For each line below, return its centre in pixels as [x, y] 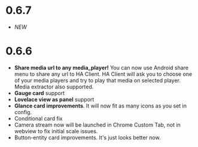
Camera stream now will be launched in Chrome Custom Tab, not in [97, 125]
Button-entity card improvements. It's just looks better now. [87, 137]
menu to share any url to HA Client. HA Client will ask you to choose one [103, 74]
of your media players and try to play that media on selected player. [97, 80]
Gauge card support [39, 93]
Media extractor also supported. [54, 87]
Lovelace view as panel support [54, 99]
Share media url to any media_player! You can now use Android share [101, 68]
